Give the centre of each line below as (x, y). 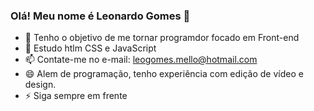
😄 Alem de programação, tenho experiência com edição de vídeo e (164, 74)
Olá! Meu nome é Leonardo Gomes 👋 (100, 16)
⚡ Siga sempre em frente (76, 96)
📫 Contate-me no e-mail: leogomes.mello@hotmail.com (141, 60)
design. (40, 85)
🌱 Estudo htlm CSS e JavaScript (90, 48)
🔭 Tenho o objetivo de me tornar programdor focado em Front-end (162, 38)
